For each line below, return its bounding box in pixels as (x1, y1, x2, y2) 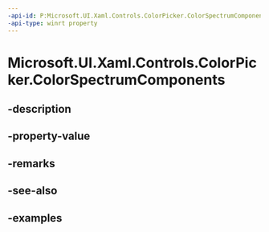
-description (7, 102, 71, 116)
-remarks (7, 157, 55, 170)
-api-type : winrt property (7, 19, 98, 27)
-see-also (7, 184, 58, 198)
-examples (7, 211, 63, 225)
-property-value (7, 130, 91, 143)
